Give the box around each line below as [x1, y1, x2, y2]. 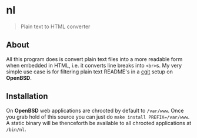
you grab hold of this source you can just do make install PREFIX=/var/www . [6, 113, 190, 120]
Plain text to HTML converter [20, 23, 91, 30]
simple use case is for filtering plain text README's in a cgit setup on [6, 68, 173, 75]
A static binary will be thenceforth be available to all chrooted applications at [6, 119, 192, 126]
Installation [6, 92, 48, 102]
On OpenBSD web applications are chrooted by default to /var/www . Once [6, 107, 184, 114]
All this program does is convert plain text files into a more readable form [6, 55, 183, 62]
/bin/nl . [6, 126, 26, 133]
